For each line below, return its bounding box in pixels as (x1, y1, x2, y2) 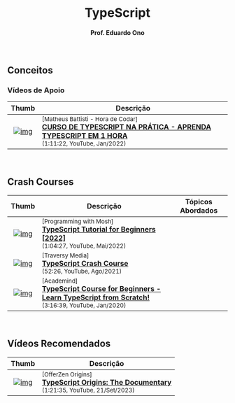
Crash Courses (7, 176, 74, 188)
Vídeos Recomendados (7, 338, 111, 350)
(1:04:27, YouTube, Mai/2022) (41, 241, 127, 250)
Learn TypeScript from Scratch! (41, 292, 150, 302)
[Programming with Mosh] (41, 217, 114, 225)
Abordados (179, 205, 218, 215)
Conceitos (7, 64, 54, 76)
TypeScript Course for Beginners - (41, 283, 161, 293)
